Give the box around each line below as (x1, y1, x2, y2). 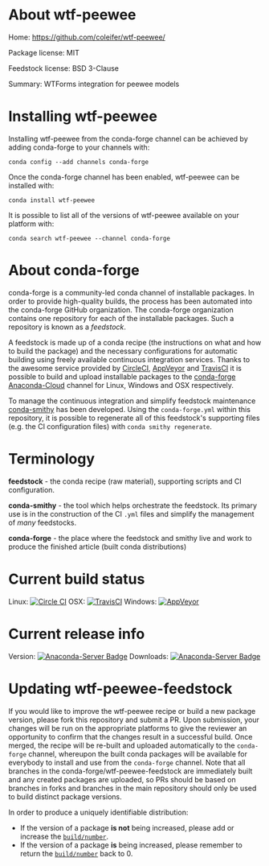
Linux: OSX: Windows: (8, 596, 157, 606)
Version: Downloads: (8, 651, 169, 661)
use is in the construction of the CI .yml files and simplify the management (8, 509, 255, 518)
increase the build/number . (19, 831, 109, 841)
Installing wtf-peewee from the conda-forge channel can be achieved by (8, 134, 249, 143)
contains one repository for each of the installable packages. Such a (8, 313, 234, 323)
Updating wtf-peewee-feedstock (8, 679, 233, 698)
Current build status (8, 570, 145, 588)
